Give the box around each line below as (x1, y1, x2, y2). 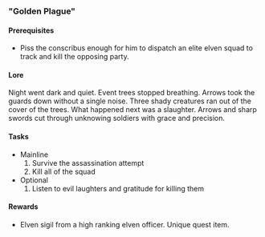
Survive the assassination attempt (31, 158, 145, 167)
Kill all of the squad (31, 167, 96, 176)
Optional (19, 175, 48, 185)
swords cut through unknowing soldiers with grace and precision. (8, 114, 226, 123)
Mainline (19, 150, 49, 159)
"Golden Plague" (8, 6, 76, 17)
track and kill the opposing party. (19, 52, 130, 62)
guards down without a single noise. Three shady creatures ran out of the (8, 96, 251, 106)
